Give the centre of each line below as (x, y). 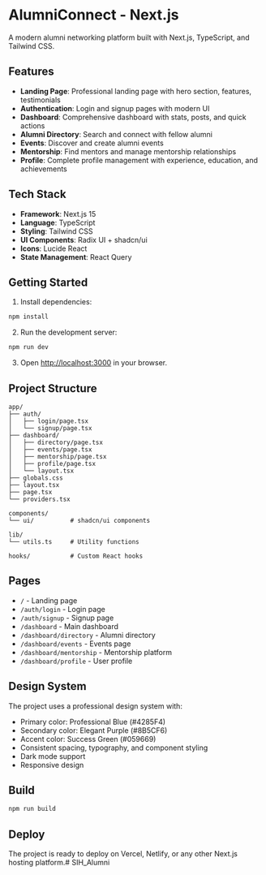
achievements (43, 169)
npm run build (32, 809)
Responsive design (52, 765)
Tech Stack (37, 194)
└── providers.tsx (39, 499)
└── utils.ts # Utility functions (74, 541)
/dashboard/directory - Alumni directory (88, 635)
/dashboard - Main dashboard (69, 626)
